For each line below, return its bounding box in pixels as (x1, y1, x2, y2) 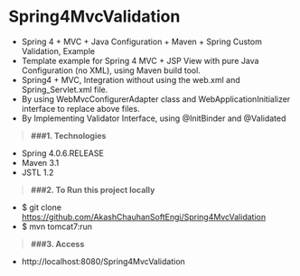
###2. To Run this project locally (30, 184, 155, 195)
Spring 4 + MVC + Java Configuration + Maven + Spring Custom (21, 36, 263, 47)
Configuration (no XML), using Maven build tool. (21, 65, 201, 76)
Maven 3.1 (21, 157, 60, 168)
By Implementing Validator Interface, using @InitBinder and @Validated (21, 113, 286, 124)
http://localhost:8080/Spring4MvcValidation (21, 255, 186, 267)
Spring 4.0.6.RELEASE (21, 147, 105, 159)
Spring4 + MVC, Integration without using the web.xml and (21, 74, 240, 85)
